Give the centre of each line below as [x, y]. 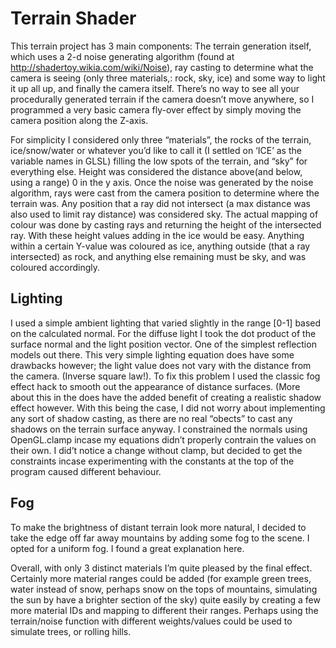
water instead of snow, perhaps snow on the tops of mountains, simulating [164, 589]
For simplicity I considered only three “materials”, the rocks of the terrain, [161, 139]
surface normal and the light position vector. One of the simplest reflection [163, 344]
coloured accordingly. [55, 267]
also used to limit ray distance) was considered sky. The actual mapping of [164, 214]
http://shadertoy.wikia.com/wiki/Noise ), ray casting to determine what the [162, 67]
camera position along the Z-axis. [79, 120]
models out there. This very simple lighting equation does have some [152, 354]
